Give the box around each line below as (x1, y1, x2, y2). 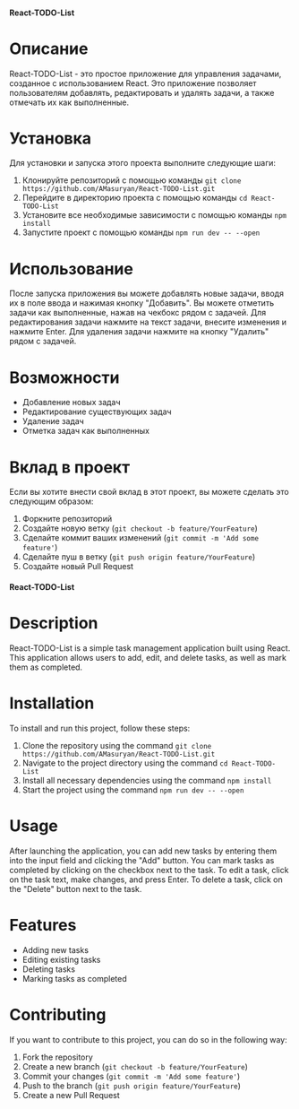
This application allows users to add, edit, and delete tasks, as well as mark (9, 652, 286, 663)
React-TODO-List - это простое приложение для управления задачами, (9, 68, 282, 79)
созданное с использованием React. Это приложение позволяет (9, 77, 257, 89)
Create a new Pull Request (21, 1089, 121, 1100)
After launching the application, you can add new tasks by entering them (9, 845, 278, 856)
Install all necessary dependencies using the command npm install (21, 775, 272, 785)
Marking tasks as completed (21, 973, 127, 983)
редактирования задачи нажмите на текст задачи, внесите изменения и (9, 316, 286, 327)
